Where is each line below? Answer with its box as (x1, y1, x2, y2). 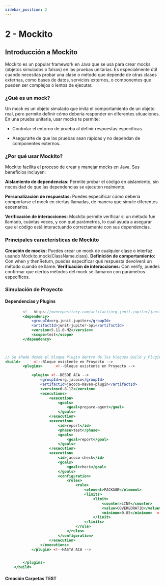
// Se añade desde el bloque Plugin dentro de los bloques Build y (5, 355, 146, 360)
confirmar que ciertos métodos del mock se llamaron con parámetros (5, 268, 146, 274)
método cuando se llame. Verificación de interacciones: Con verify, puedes (5, 263, 160, 269)
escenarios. (5, 204, 29, 210)
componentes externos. (12, 140, 61, 146)
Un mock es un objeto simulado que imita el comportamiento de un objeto (5, 106, 155, 111)
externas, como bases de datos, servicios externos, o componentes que (5, 77, 151, 83)
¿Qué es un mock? (5, 94, 50, 101)
